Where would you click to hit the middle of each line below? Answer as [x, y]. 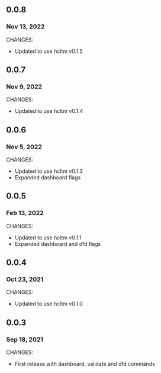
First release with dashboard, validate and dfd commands [85, 364]
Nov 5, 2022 [24, 147]
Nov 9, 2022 [24, 87]
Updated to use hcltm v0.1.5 [49, 51]
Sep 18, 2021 [25, 339]
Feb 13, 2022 [25, 213]
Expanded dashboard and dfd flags [58, 244]
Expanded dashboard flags [48, 178]
